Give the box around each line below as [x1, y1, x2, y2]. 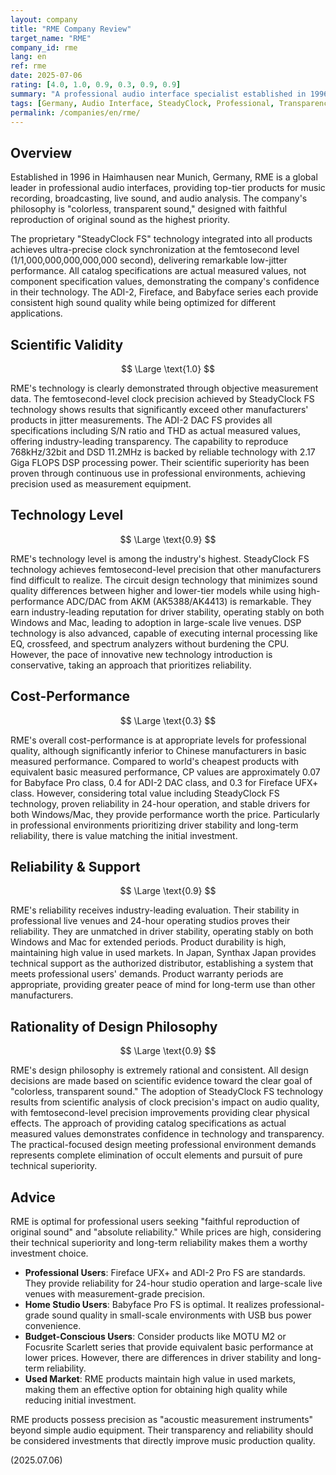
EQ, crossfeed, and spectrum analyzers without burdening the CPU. [10, 637, 290, 650]
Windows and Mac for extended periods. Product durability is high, [10, 936, 287, 948]
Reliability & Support [10, 859, 141, 876]
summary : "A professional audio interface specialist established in [10, 89, 307, 99]
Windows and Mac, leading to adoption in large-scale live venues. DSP [10, 616, 302, 628]
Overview [10, 144, 73, 161]
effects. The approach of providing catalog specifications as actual [10, 1117, 287, 1130]
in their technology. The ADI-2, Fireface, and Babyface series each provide [10, 286, 319, 298]
